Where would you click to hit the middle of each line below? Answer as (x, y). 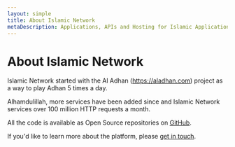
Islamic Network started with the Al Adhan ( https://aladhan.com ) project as (115, 80)
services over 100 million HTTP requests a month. (79, 109)
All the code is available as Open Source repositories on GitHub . (100, 122)
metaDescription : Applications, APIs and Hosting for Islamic (100, 27)
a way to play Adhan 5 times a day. (57, 88)
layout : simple (29, 14)
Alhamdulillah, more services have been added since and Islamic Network (114, 101)
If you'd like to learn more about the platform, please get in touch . (102, 136)
